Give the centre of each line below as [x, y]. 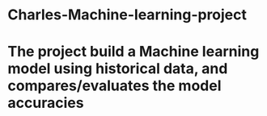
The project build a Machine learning [133, 52]
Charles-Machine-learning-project [127, 15]
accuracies [46, 103]
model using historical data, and [118, 69]
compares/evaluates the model [114, 86]
